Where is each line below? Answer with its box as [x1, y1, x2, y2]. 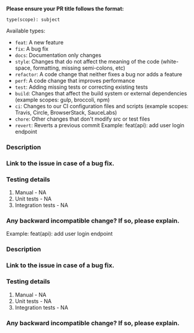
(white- [160, 58, 179, 65]
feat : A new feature [14, 39, 64, 46]
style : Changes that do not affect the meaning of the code [14, 58, 160, 65]
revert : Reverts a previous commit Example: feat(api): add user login [14, 122, 184, 128]
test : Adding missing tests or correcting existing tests [14, 83, 148, 91]
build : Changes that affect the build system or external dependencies [14, 90, 187, 97]
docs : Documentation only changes [14, 52, 102, 59]
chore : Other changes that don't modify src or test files [14, 115, 150, 122]
